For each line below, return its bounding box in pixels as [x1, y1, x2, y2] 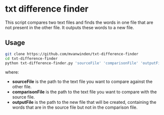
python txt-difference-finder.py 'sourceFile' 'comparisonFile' [5, 61, 139, 66]
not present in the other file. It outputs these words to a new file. [5, 24, 134, 30]
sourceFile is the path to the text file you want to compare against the [12, 79, 153, 84]
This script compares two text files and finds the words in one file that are [5, 19, 154, 25]
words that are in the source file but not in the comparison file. [12, 104, 138, 110]
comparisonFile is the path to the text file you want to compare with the [12, 89, 157, 95]
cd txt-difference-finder [5, 56, 58, 61]
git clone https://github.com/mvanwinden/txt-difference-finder [5, 51, 139, 56]
